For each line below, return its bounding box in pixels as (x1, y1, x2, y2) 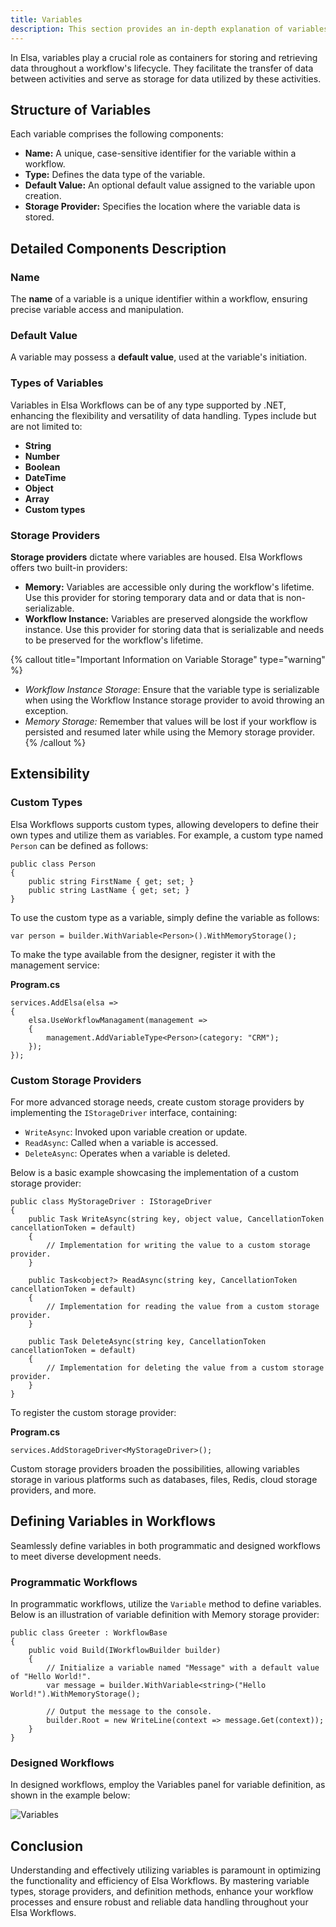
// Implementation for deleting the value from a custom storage (46, 1362, 325, 1373)
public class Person (10, 859, 97, 869)
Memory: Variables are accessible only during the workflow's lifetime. (24, 581, 315, 593)
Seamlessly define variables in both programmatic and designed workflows (10, 1539, 321, 1551)
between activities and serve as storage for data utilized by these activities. (10, 72, 322, 85)
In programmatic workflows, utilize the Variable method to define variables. (10, 1597, 322, 1610)
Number (24, 450, 60, 462)
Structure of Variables (10, 101, 152, 118)
